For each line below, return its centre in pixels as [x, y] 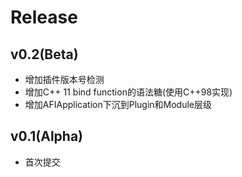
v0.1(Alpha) [47, 136]
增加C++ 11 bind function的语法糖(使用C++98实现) [128, 92]
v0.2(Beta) [44, 54]
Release [44, 17]
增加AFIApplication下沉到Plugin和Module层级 [118, 104]
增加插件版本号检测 [64, 79]
